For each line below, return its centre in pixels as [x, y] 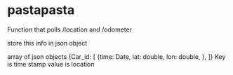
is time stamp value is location [51, 64]
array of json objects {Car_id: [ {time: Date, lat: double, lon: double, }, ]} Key [116, 56]
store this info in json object [47, 43]
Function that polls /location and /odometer [69, 29]
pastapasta [41, 10]
